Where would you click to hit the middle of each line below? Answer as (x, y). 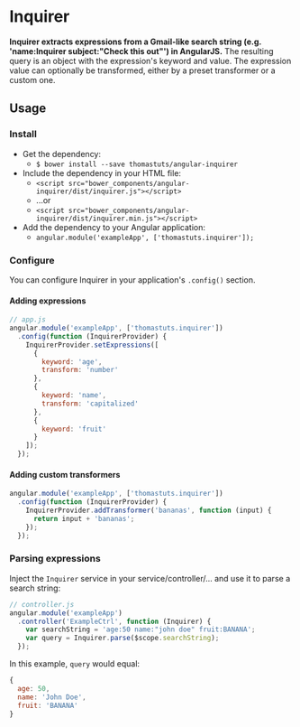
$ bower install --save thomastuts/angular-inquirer (137, 164)
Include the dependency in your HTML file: (102, 172)
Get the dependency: (62, 154)
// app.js (28, 320)
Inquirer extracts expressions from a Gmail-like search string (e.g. (136, 42)
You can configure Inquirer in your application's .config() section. (132, 280)
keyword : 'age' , (72, 362)
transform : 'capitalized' (91, 404)
